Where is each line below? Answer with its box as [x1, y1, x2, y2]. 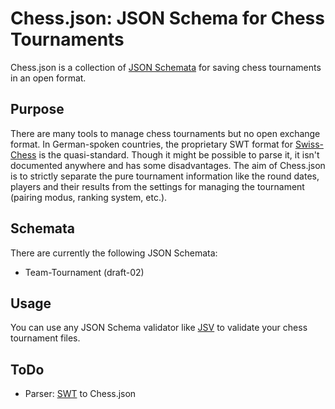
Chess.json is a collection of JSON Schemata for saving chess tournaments [10, 61, 322, 73]
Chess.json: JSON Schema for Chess [10, 7, 325, 30]
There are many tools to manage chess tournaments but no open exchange [10, 127, 321, 139]
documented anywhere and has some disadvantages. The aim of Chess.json [10, 159, 326, 171]
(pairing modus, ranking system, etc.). [10, 191, 168, 203]
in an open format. [10, 72, 87, 84]
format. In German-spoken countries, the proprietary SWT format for [10, 138, 293, 150]
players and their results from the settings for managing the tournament [10, 180, 305, 192]
